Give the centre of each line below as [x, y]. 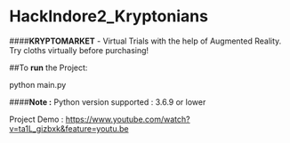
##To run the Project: [48, 68]
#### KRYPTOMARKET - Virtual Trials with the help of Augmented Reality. [145, 41]
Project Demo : [36, 119]
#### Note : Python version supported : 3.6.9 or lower [108, 102]
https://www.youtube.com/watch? [128, 119]
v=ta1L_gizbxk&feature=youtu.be [69, 128]
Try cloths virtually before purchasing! [79, 50]
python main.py [38, 84]
